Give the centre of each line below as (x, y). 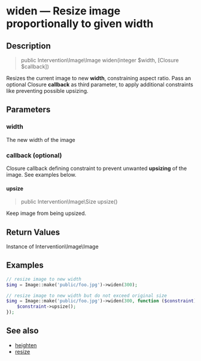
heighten (26, 345)
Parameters (28, 110)
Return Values (33, 232)
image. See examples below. (41, 174)
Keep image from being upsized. (46, 213)
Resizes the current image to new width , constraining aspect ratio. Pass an (99, 78)
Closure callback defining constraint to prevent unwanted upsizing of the (97, 168)
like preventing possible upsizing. (47, 91)
